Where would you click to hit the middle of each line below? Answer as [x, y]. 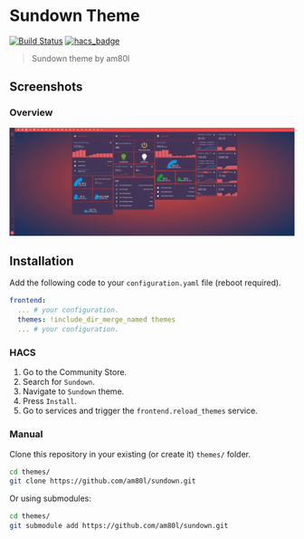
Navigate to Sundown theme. [73, 391]
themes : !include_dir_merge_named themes [97, 320]
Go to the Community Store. [75, 372]
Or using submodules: [51, 498]
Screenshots [46, 87]
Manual [26, 434]
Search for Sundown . [58, 382]
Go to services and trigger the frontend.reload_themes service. [140, 411]
